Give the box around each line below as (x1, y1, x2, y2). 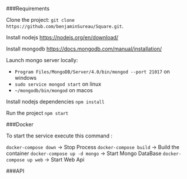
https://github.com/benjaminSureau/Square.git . (6, 23, 124, 29)
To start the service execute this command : (6, 132, 113, 139)
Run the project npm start (6, 110, 69, 116)
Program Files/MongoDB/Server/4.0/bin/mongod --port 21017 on (14, 68, 171, 75)
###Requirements (6, 5, 50, 12)
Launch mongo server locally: (6, 57, 78, 63)
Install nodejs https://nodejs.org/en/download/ (6, 34, 119, 40)
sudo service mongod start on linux (14, 80, 102, 87)
